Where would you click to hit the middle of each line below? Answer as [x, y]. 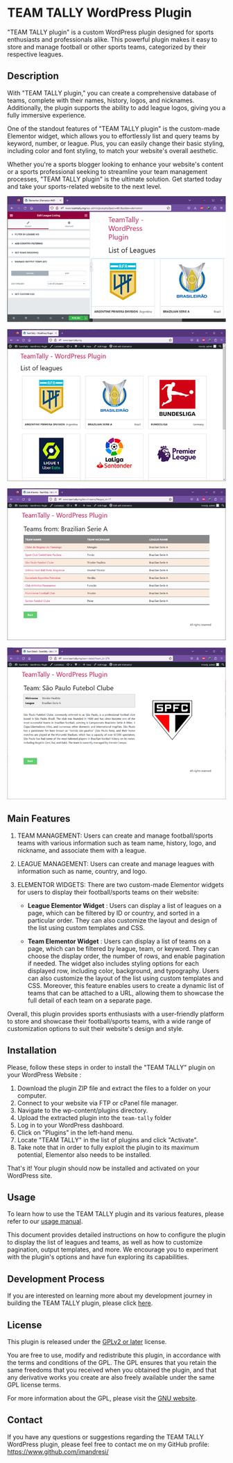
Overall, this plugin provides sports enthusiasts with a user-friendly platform [116, 1014]
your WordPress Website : [44, 1074]
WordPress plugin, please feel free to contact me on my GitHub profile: [108, 1444]
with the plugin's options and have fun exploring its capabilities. [98, 1257]
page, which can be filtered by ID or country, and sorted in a [113, 913]
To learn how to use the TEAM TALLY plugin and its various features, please [115, 1214]
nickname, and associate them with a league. [82, 850]
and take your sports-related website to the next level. [84, 186]
